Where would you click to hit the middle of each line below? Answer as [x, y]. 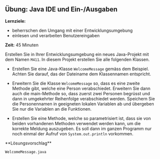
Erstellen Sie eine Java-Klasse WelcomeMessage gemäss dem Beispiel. [80, 69]
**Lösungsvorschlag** [28, 143]
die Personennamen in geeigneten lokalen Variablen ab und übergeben [83, 104]
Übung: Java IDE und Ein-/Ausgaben [61, 9]
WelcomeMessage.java [26, 152]
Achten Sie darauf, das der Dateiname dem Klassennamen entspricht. [81, 74]
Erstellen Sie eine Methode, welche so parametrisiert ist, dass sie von [81, 118]
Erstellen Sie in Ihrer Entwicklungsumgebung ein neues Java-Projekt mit [77, 54]
